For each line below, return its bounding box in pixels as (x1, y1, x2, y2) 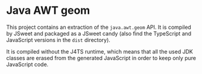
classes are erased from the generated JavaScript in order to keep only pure (6, 54, 197, 61)
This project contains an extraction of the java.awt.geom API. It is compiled (6, 23, 192, 31)
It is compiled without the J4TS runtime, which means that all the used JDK (6, 48, 193, 55)
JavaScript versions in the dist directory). (6, 36, 110, 43)
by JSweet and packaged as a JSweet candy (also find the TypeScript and (6, 29, 192, 37)
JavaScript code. (6, 61, 49, 68)
